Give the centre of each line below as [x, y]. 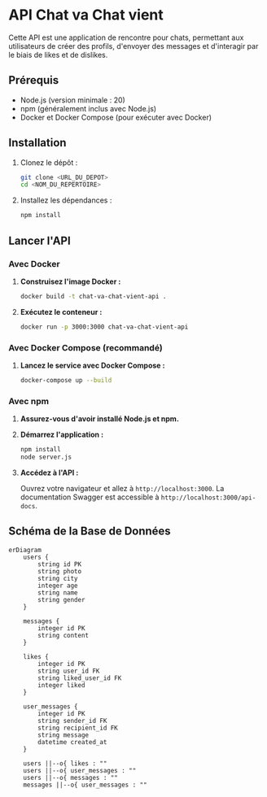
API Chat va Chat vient [86, 15]
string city [58, 578]
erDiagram [25, 550]
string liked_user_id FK [80, 678]
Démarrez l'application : [62, 435]
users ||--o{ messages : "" [70, 777]
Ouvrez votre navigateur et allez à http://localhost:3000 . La [122, 488]
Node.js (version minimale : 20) [73, 100]
